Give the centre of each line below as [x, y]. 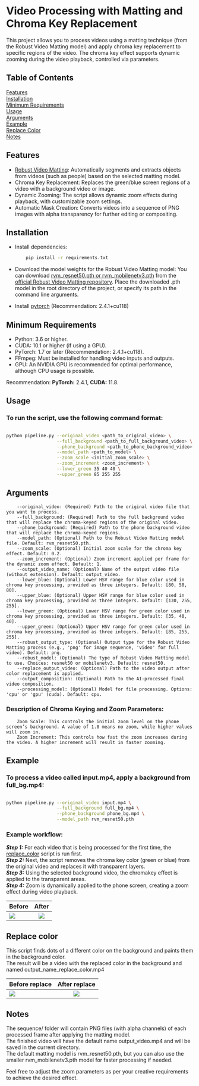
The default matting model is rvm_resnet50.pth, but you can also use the [95, 1053]
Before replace [31, 984]
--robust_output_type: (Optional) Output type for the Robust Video [103, 642]
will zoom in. [24, 732]
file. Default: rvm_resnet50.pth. [49, 543]
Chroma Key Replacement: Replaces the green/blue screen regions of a [102, 182]
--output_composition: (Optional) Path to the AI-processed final [101, 679]
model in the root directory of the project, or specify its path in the [96, 288]
